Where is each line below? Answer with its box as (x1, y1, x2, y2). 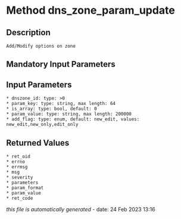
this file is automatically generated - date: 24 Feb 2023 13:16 (6, 206, 156, 213)
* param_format (6, 185, 44, 191)
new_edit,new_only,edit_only (6, 122, 79, 128)
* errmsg (6, 164, 28, 170)
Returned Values (6, 138, 70, 148)
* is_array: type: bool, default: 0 (6, 106, 97, 112)
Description (6, 27, 51, 38)
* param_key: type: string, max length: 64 (6, 101, 116, 107)
